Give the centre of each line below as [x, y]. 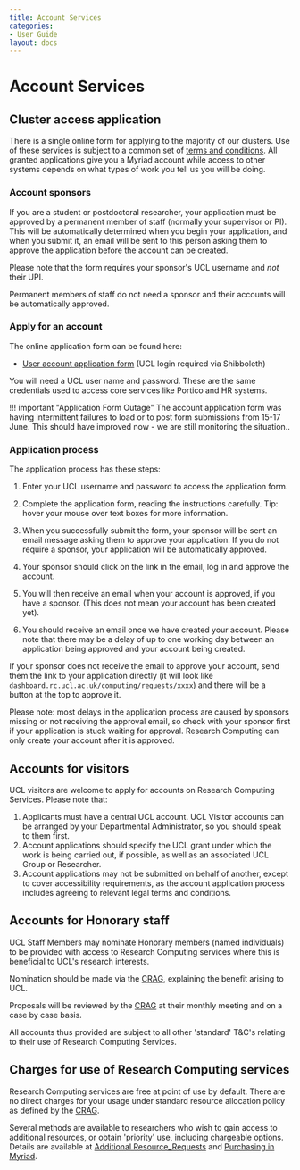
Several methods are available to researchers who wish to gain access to [144, 1127]
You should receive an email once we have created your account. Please [156, 630]
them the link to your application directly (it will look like [112, 676]
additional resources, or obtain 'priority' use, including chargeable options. [146, 1137]
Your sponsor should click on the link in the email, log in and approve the [156, 567]
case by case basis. [46, 1015]
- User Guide [33, 34]
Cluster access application [85, 119]
